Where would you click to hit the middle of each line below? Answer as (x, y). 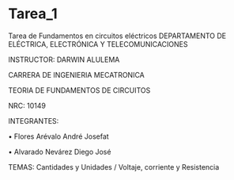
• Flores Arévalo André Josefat (58, 136)
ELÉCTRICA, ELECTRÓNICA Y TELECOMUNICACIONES (98, 44)
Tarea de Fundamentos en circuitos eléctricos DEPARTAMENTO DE (117, 36)
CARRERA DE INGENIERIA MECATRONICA (76, 75)
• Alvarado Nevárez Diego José (60, 151)
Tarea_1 (33, 14)
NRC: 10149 (27, 105)
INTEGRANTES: (34, 121)
